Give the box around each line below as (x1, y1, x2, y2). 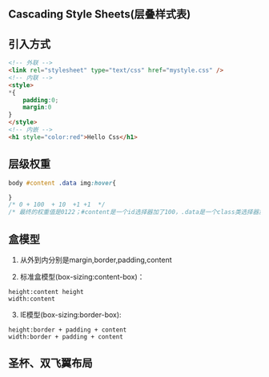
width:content (8, 295, 56, 303)
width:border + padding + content (8, 332, 124, 341)
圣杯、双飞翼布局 (8, 356, 93, 370)
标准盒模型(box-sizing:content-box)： (19, 272, 145, 281)
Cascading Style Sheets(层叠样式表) (8, 7, 191, 22)
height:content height (8, 288, 84, 296)
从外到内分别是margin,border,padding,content (19, 255, 172, 264)
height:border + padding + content (8, 326, 127, 334)
